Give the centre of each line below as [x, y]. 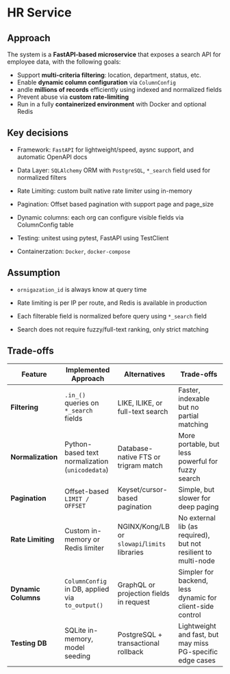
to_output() [84, 606]
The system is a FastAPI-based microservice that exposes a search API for [114, 54]
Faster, [189, 391]
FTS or [150, 457]
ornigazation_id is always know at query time [82, 289]
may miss [193, 643]
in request [134, 602]
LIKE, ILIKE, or [140, 403]
